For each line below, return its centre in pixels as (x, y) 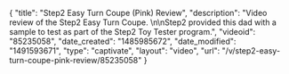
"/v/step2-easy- (251, 51)
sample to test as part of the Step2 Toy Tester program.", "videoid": (132, 32)
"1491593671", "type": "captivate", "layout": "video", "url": (115, 51)
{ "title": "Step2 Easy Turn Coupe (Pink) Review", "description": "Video (138, 13)
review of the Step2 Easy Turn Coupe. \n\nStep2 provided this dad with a (143, 22)
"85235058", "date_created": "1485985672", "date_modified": (123, 41)
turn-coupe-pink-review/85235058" (76, 60)
